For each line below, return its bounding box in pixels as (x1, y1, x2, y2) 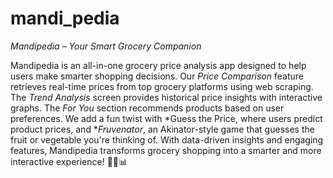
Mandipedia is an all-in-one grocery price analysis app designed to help (10, 59, 307, 71)
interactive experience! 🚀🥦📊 (10, 155, 128, 167)
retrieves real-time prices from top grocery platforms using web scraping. (10, 80, 314, 92)
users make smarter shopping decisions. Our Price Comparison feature (10, 70, 304, 82)
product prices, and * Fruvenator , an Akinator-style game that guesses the (10, 123, 315, 135)
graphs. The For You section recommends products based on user (10, 102, 285, 114)
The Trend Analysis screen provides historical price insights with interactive (10, 91, 323, 103)
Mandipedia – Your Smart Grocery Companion (10, 40, 202, 52)
